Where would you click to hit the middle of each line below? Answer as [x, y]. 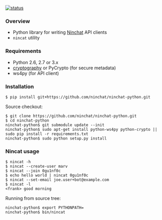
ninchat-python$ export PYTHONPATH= [44, 208]
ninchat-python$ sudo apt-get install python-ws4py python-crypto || [82, 129]
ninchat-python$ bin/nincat [35, 212]
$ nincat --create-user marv [37, 167]
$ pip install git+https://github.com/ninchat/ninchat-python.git [78, 97]
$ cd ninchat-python [28, 121]
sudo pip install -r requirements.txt [47, 134]
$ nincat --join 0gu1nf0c [33, 171]
